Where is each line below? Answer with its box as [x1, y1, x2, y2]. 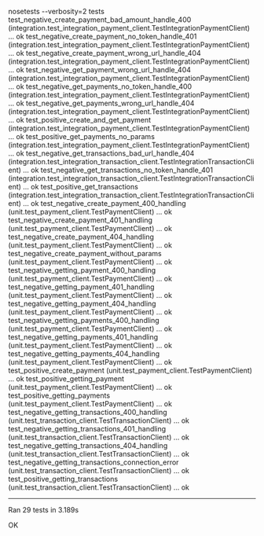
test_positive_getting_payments [8, 391, 111, 400]
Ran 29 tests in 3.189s [8, 505, 79, 514]
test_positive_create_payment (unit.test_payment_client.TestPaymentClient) [8, 365, 253, 375]
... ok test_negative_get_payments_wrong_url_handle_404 [8, 98, 195, 108]
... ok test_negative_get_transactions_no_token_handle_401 [23, 165, 214, 174]
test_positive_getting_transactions [8, 475, 119, 483]
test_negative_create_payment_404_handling [8, 232, 155, 241]
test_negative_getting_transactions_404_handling [8, 441, 168, 450]
